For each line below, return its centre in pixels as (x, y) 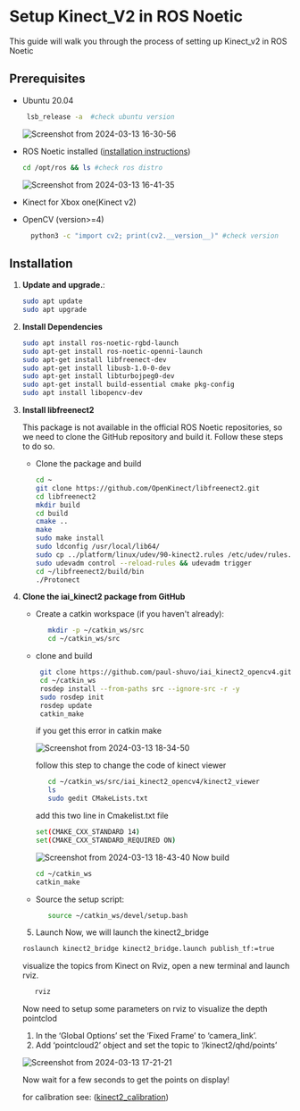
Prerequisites (47, 79)
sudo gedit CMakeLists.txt (98, 799)
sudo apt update (52, 301)
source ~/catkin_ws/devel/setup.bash (118, 915)
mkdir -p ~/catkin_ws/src (96, 631)
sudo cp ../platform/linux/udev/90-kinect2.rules (130, 555)
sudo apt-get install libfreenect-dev (94, 359)
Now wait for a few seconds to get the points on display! (126, 1080)
